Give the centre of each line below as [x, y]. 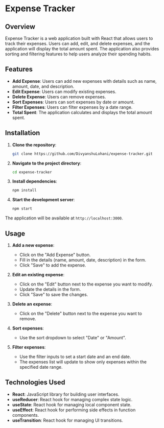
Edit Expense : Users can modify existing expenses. [64, 92]
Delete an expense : [32, 304]
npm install [24, 190]
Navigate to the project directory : [47, 163]
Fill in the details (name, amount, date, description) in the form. [83, 260]
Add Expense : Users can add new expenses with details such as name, [84, 81]
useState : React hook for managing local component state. [72, 404]
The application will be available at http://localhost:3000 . [64, 218]
